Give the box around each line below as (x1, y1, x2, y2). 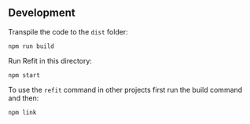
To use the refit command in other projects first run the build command (8, 85, 243, 94)
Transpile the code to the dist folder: (8, 27, 128, 36)
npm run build (8, 42, 55, 50)
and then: (8, 93, 39, 103)
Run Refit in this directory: (8, 56, 93, 65)
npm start (8, 71, 41, 79)
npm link (8, 108, 37, 116)
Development (8, 6, 76, 20)
